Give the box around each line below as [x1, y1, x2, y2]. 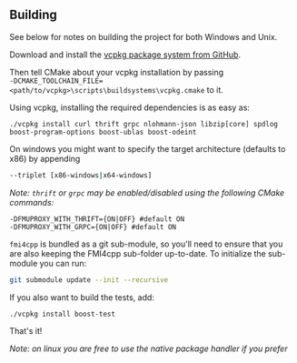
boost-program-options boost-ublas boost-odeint [9, 127, 197, 136]
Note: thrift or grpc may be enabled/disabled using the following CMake [9, 187, 285, 198]
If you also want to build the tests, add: [9, 291, 154, 303]
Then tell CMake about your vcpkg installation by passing [9, 66, 224, 77]
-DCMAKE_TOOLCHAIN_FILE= [9, 76, 104, 86]
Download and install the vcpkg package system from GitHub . [9, 49, 241, 60]
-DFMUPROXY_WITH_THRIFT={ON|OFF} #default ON [9, 214, 184, 224]
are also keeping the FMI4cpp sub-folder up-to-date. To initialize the [9, 247, 266, 258]
